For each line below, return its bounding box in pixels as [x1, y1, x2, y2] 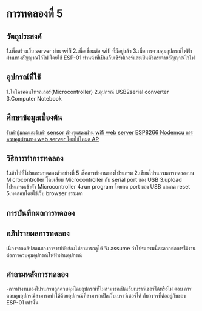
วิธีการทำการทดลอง [6, 153, 64, 164]
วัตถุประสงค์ [6, 31, 42, 41]
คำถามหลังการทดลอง [6, 269, 69, 279]
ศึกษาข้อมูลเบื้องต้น [6, 113, 62, 123]
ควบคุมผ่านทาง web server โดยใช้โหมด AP [6, 135, 99, 142]
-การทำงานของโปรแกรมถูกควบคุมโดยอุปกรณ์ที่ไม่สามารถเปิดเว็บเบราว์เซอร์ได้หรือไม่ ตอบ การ [6, 286, 192, 293]
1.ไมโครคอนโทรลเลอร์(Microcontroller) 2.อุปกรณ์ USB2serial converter [6, 88, 169, 95]
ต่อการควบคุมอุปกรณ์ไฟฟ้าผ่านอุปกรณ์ [6, 251, 82, 258]
